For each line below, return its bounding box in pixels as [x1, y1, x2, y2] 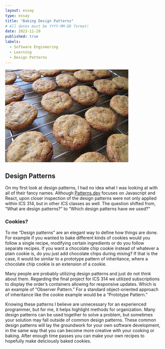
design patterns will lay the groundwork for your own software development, [5, 322, 161, 328]
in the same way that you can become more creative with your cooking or [5, 327, 155, 333]
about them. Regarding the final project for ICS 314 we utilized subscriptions [5, 276, 160, 282]
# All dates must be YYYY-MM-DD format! [5, 24, 90, 29]
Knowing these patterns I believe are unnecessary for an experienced [5, 301, 147, 307]
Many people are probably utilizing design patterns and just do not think [5, 270, 151, 276]
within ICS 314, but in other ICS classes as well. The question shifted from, [5, 201, 156, 207]
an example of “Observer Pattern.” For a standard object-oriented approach [5, 286, 159, 292]
